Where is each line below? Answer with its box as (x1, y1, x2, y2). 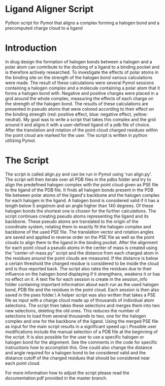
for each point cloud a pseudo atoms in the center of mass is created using (5, 245, 158, 251)
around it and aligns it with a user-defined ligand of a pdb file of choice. (5, 122, 151, 128)
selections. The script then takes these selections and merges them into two (5, 302, 160, 308)
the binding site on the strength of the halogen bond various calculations (5, 74, 153, 80)
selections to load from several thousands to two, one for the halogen (5, 313, 146, 319)
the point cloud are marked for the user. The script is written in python (5, 132, 148, 138)
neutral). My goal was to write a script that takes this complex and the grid (5, 116, 156, 122)
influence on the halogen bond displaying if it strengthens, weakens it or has (5, 271, 160, 277)
